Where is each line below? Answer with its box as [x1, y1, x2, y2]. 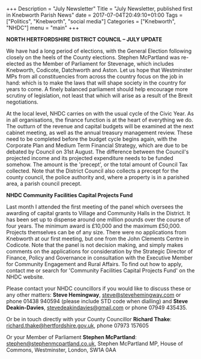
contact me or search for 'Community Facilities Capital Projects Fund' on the [6, 267, 195, 274]
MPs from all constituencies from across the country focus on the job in [6, 73, 184, 80]
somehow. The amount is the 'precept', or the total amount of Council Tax [6, 161, 188, 168]
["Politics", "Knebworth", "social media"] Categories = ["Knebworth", [6, 18, 176, 25]
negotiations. [6, 98, 39, 105]
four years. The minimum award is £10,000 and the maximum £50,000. [6, 222, 181, 230]
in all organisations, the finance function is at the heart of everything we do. [6, 116, 193, 123]
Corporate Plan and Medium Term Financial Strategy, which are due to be [6, 142, 188, 149]
